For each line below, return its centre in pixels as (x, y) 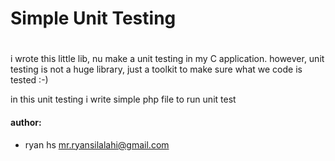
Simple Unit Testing (93, 18)
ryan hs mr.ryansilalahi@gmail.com (97, 144)
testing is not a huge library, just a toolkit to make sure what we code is (156, 69)
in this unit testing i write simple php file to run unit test (123, 99)
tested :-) (29, 80)
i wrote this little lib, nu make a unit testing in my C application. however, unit (167, 59)
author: (26, 122)
